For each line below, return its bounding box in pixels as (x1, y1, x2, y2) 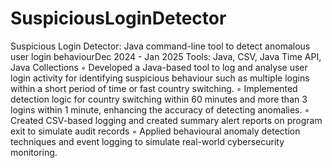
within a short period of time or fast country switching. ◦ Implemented (10, 82, 298, 94)
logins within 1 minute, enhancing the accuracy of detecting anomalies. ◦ (10, 103, 310, 116)
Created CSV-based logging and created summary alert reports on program (10, 114, 323, 126)
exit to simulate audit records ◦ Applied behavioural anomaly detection (10, 125, 301, 137)
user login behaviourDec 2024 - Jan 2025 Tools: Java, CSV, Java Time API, (10, 50, 322, 62)
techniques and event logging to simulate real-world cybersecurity (10, 135, 285, 147)
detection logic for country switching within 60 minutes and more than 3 (10, 93, 308, 105)
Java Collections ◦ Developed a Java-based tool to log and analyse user (10, 61, 308, 73)
